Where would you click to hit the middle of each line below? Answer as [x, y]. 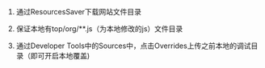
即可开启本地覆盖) [60, 56]
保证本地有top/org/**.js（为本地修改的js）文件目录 [99, 29]
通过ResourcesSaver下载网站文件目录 [79, 12]
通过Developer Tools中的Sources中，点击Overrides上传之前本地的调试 [133, 46]
